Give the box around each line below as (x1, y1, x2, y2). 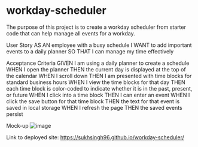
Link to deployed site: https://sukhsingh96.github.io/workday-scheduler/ (6, 133, 184, 141)
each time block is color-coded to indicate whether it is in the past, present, (6, 85, 193, 92)
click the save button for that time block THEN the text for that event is (6, 97, 180, 105)
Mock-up (6, 122, 29, 129)
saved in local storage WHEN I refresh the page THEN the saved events (6, 104, 182, 111)
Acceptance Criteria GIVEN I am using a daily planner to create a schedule (6, 59, 190, 67)
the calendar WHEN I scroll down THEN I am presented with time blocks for (6, 72, 192, 79)
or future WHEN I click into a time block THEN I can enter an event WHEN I (6, 91, 190, 98)
